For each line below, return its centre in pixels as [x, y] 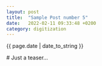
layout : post [23, 12]
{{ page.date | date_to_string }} [45, 46]
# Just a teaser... [27, 58]
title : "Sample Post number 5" [47, 18]
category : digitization [36, 29]
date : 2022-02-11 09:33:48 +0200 [51, 23]
